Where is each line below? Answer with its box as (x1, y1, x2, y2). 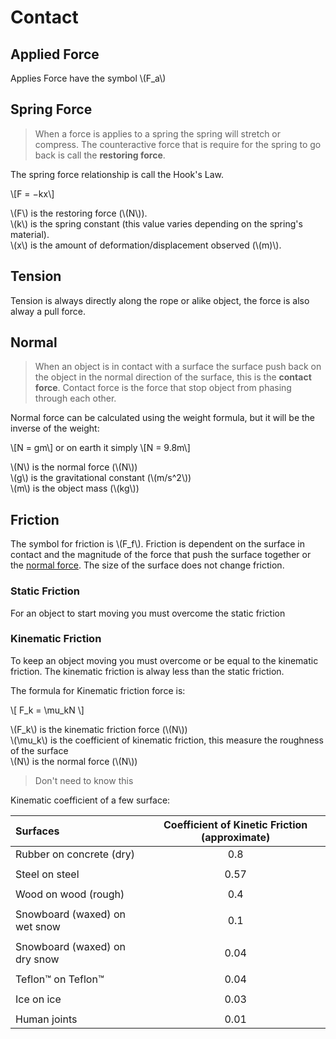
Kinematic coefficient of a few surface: (10, 794, 171, 806)
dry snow (15, 952, 60, 966)
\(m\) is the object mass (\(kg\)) (10, 482, 140, 495)
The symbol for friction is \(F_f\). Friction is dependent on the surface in (10, 538, 306, 550)
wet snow (15, 919, 61, 933)
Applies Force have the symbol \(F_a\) (10, 72, 167, 84)
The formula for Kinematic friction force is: (10, 684, 186, 696)
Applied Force (10, 46, 100, 63)
